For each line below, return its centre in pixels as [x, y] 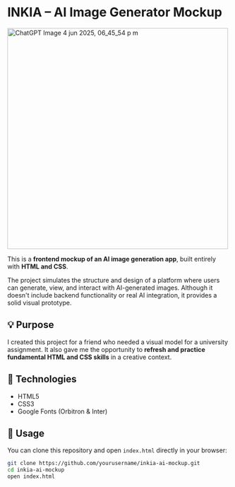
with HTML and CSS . [38, 266]
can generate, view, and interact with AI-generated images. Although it [110, 288]
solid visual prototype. [40, 303]
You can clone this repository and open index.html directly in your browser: [117, 450]
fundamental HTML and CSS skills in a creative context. [90, 357]
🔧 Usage [26, 433]
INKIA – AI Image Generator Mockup [115, 12]
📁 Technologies [42, 379]
